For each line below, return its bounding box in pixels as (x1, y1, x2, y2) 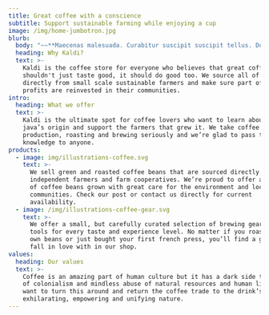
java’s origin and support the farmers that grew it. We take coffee (22, 123, 260, 131)
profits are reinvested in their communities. (22, 86, 181, 95)
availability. (29, 198, 78, 206)
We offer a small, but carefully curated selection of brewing (29, 220, 246, 228)
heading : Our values (15, 257, 84, 265)
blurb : (8, 34, 30, 42)
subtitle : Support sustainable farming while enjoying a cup (8, 19, 217, 27)
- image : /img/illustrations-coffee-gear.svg (15, 205, 171, 213)
